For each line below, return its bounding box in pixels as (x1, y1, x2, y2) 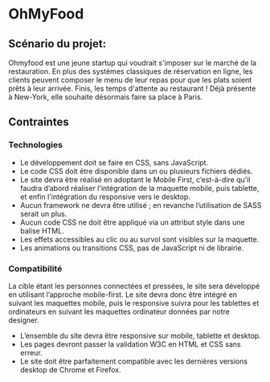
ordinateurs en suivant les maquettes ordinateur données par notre (8, 307, 231, 316)
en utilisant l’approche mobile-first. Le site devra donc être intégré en (8, 290, 238, 299)
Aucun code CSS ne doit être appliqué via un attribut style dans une (19, 217, 245, 227)
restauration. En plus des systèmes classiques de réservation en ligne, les (8, 67, 253, 76)
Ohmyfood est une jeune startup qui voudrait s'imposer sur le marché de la (8, 58, 257, 67)
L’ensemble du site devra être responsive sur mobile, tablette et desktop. (19, 331, 261, 340)
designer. (8, 315, 39, 325)
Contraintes (8, 116, 70, 129)
